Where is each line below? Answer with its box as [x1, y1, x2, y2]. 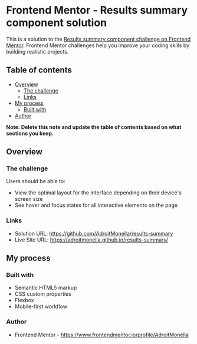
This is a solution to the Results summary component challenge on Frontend [6, 35, 191, 42]
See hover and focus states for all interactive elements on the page [14, 201, 178, 209]
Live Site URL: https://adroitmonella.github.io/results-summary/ [14, 236, 169, 243]
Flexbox [14, 297, 34, 304]
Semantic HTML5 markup [14, 284, 77, 292]
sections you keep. [6, 130, 54, 137]
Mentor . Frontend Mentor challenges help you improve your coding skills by [6, 42, 190, 49]
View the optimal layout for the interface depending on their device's [14, 189, 182, 196]
